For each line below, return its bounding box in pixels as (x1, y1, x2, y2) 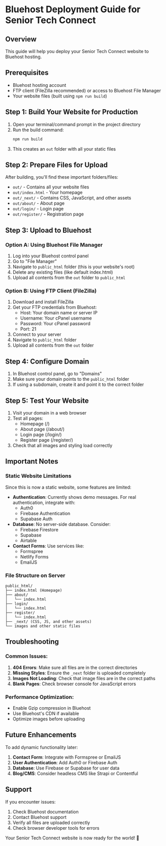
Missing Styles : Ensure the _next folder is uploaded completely (12, 670, 146, 676)
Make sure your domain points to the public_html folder (12, 376, 129, 382)
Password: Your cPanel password (20, 321, 90, 327)
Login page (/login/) (20, 431, 62, 438)
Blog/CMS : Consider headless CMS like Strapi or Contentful (12, 770, 139, 777)
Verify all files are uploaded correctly (12, 819, 90, 826)
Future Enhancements (5, 731, 77, 739)
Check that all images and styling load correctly (12, 442, 113, 448)
